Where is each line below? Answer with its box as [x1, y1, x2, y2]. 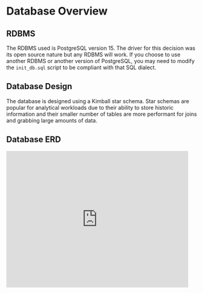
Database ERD [6, 135, 61, 145]
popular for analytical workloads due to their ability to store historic [6, 104, 174, 111]
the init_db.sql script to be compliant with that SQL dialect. [6, 64, 156, 71]
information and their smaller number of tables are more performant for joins [6, 110, 197, 118]
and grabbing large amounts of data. [6, 116, 98, 124]
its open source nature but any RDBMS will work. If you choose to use [6, 51, 181, 58]
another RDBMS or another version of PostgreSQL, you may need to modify [6, 58, 195, 64]
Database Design [6, 81, 73, 92]
